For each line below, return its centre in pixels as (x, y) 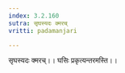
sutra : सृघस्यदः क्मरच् (38, 23)
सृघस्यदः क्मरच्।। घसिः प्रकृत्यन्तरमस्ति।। (63, 60)
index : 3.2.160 (34, 16)
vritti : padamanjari (43, 30)
